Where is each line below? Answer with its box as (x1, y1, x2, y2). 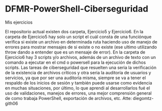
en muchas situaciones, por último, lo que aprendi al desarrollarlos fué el (5, 85, 150, 91)
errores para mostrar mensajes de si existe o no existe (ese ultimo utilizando (5, 44, 157, 50)
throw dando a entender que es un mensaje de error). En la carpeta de (5, 49, 146, 55)
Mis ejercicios (5, 19, 33, 25)
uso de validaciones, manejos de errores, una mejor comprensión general (5, 90, 152, 96)
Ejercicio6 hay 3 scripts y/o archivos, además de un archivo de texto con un (5, 54, 156, 60)
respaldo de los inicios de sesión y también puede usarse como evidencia (5, 80, 152, 85)
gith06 (5, 100, 18, 106)
